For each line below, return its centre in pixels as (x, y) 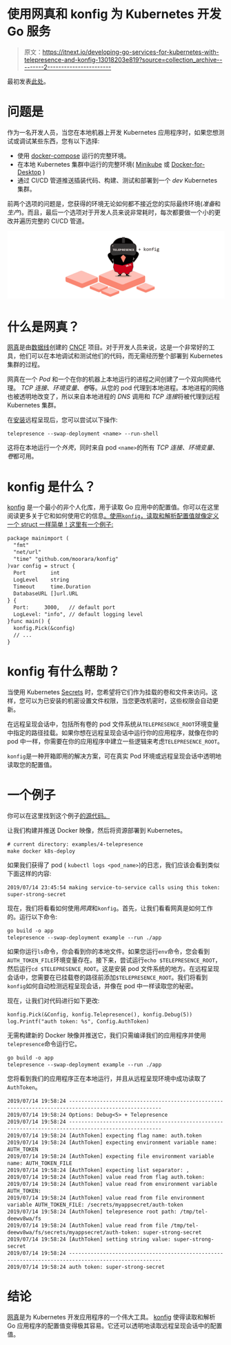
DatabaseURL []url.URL (46, 594)
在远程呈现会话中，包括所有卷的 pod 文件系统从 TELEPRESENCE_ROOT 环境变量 (113, 724)
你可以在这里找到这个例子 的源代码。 (59, 816)
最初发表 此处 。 (28, 81)
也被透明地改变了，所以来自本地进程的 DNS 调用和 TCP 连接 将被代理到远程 (114, 397)
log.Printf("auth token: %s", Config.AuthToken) (78, 1022)
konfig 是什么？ (52, 486)
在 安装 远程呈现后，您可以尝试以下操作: (63, 420)
